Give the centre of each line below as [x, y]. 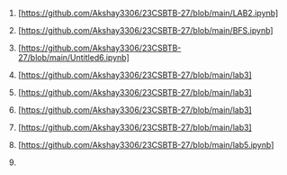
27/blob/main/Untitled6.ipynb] [74, 57]
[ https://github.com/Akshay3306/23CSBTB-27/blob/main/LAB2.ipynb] [148, 13]
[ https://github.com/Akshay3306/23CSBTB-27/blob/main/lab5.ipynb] [146, 145]
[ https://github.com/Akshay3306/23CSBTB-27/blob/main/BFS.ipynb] [145, 30]
